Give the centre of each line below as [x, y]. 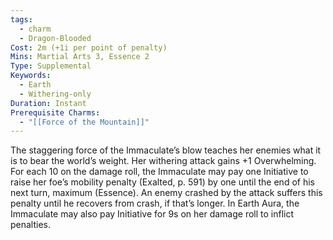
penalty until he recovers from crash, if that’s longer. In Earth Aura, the [155, 203]
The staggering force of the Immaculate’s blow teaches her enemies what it [166, 150]
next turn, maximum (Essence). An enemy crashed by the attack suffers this [166, 193]
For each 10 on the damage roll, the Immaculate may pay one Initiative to [159, 172]
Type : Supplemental [51, 66]
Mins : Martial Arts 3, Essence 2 [80, 57]
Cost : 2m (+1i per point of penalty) [89, 47]
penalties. [31, 225]
